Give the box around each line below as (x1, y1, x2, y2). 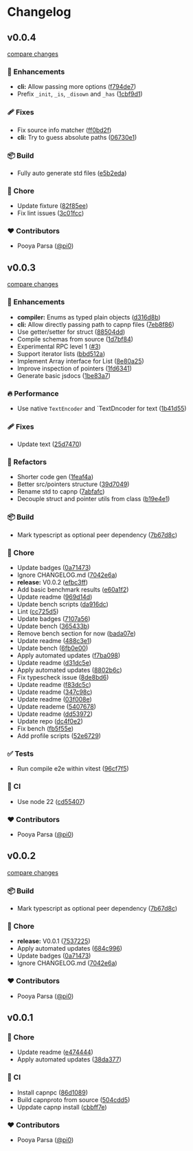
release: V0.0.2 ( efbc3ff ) (16, 578, 88, 587)
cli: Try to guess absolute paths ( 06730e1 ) (16, 133, 137, 141)
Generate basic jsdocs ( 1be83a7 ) (16, 371, 111, 379)
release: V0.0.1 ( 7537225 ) (16, 937, 91, 945)
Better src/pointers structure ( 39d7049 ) (16, 480, 130, 489)
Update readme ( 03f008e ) (16, 695, 93, 704)
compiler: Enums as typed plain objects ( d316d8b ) (16, 313, 161, 321)
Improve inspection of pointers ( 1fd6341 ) (16, 364, 133, 372)
